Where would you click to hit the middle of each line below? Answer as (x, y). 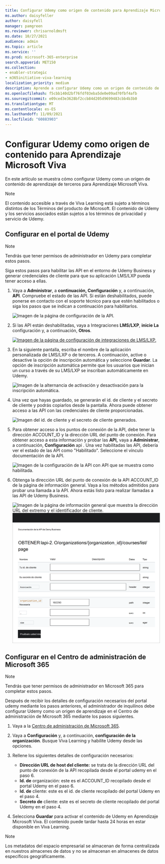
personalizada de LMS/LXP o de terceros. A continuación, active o (79, 355)
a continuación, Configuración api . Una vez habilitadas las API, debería (85, 445)
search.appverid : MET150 (30, 62)
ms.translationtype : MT (29, 104)
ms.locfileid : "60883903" (31, 120)
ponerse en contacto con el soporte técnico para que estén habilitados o (86, 301)
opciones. (22, 746)
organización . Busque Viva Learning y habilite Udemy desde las (77, 741)
